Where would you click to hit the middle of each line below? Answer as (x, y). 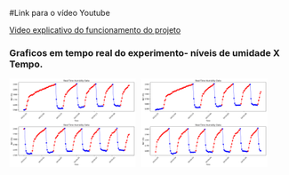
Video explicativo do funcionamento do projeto (95, 30)
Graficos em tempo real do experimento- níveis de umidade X (144, 52)
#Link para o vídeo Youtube (60, 13)
